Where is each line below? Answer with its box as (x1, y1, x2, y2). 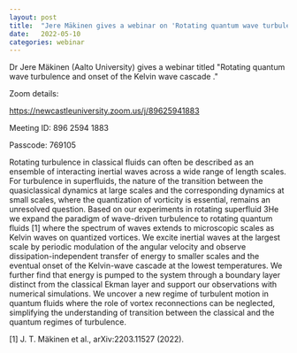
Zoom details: (9, 88, 59, 99)
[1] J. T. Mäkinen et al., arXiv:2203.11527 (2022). (9, 334, 184, 345)
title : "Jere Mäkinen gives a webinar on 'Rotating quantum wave (9, 21, 259, 30)
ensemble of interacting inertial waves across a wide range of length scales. (9, 166, 287, 177)
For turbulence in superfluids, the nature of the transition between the (9, 176, 263, 187)
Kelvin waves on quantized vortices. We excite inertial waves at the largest (9, 232, 281, 243)
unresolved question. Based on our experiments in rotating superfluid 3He (9, 204, 279, 215)
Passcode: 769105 (9, 140, 77, 150)
